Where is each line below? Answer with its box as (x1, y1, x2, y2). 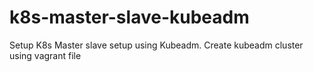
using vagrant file (9, 49, 82, 61)
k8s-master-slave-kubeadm (9, 6, 250, 29)
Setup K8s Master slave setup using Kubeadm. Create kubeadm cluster (9, 39, 304, 51)
